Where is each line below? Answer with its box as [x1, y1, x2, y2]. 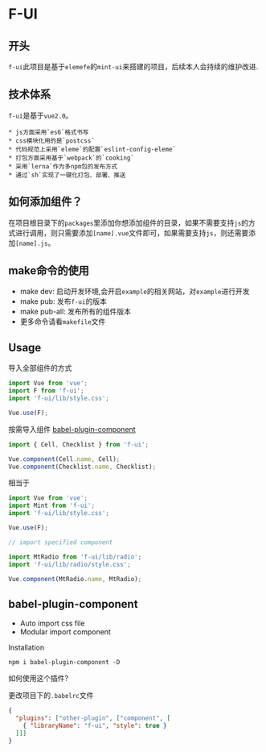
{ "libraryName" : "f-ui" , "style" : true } [23, 721, 167, 729]
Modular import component [19, 627, 111, 637]
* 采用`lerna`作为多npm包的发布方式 [8, 162, 118, 170]
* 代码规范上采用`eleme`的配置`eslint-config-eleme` [8, 145, 177, 153]
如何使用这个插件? [8, 674, 69, 683]
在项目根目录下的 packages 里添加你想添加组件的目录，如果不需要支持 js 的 [8, 218, 249, 227]
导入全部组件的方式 [8, 364, 72, 373]
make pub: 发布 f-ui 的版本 [19, 297, 107, 306]
